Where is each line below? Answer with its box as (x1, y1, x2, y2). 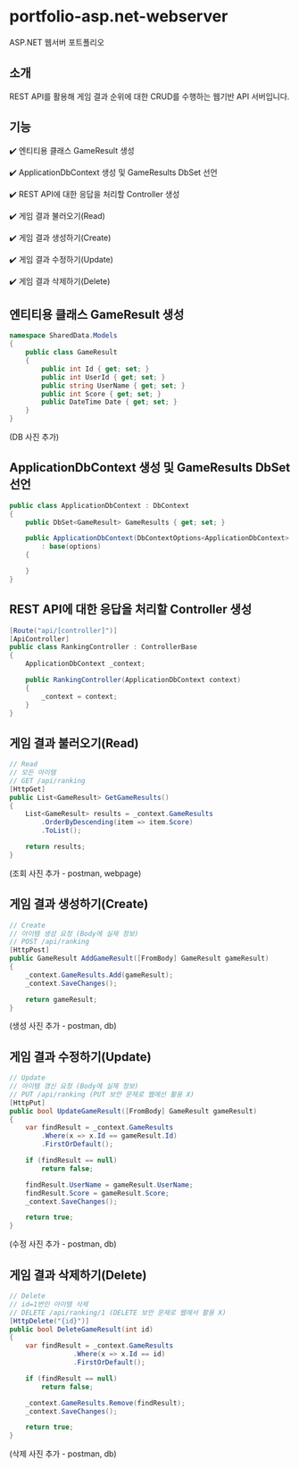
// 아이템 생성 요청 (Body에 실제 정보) (9, 929, 139, 938)
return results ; (25, 842, 87, 852)
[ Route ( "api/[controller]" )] (9, 626, 118, 635)
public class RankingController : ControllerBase (9, 643, 198, 652)
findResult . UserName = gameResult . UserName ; (25, 1180, 194, 1189)
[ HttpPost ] (9, 946, 50, 955)
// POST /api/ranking (9, 938, 90, 947)
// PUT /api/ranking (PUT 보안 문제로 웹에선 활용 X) (9, 1089, 195, 1099)
